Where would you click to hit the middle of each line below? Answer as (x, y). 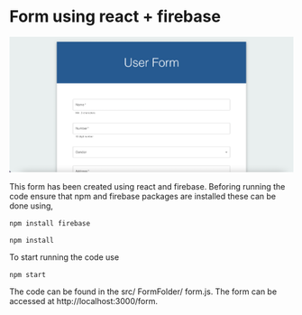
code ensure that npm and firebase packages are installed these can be (143, 197)
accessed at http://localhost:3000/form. (83, 301)
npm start (28, 275)
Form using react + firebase (115, 17)
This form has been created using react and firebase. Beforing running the (147, 187)
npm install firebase (50, 224)
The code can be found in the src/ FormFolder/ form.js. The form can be (143, 292)
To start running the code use (64, 257)
